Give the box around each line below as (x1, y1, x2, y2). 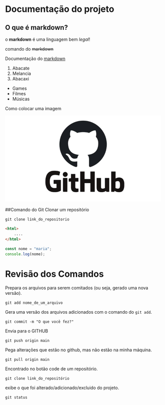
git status (5, 395, 28, 400)
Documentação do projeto (5, 3, 115, 15)
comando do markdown (5, 46, 54, 52)
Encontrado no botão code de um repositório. (5, 366, 98, 372)
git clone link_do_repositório (5, 376, 70, 381)
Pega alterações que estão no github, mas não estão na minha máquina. (5, 346, 152, 353)
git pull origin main (5, 357, 50, 362)
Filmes (12, 91, 26, 96)
